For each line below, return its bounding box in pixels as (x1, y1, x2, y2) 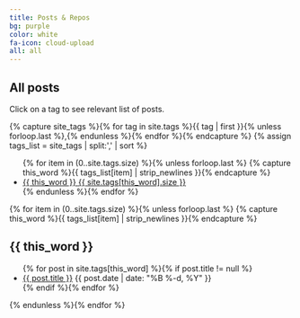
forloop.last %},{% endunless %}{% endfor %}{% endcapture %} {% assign (9, 130, 292, 141)
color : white (9, 30, 58, 39)
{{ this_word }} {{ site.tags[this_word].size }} (22, 176, 187, 187)
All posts (9, 80, 60, 95)
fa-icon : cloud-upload (9, 38, 94, 48)
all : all (9, 47, 42, 56)
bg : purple (9, 22, 50, 31)
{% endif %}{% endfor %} (22, 282, 119, 293)
